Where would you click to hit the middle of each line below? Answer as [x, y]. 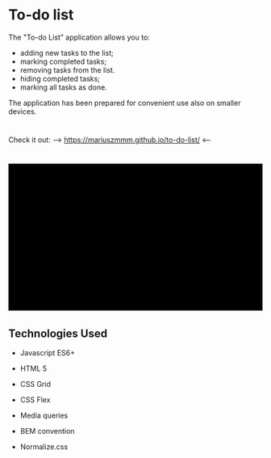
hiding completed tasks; [60, 78]
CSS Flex [35, 400]
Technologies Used [58, 333]
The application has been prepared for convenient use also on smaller [125, 103]
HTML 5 [33, 368]
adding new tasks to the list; [67, 53]
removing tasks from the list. [67, 69]
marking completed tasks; [63, 61]
